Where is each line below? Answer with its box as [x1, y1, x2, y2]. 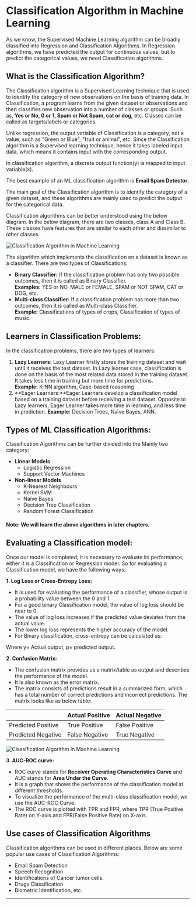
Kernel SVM [23, 489, 52, 496]
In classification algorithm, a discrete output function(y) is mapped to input [6, 159, 185, 166]
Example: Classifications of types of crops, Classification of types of [14, 308, 180, 315]
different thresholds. [14, 787, 64, 794]
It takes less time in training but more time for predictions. [14, 377, 153, 384]
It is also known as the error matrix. [14, 679, 100, 686]
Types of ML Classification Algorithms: [6, 425, 151, 435]
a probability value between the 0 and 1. [14, 595, 111, 602]
